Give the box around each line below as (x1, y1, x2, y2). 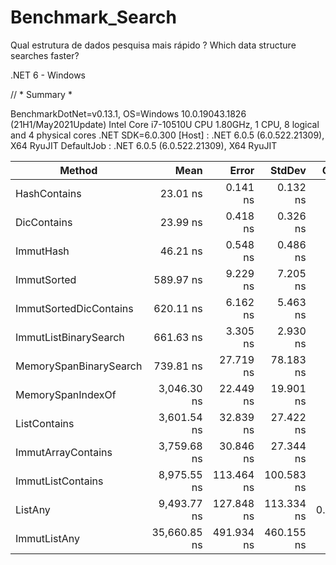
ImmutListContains (15, 474, 104, 488)
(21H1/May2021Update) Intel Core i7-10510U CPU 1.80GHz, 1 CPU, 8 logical (10, 118, 320, 130)
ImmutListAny (15, 531, 80, 545)
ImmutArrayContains (15, 445, 113, 459)
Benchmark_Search (10, 6, 177, 29)
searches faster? (10, 49, 80, 61)
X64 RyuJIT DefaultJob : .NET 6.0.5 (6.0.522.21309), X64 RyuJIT (10, 139, 278, 151)
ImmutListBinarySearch (15, 330, 125, 344)
